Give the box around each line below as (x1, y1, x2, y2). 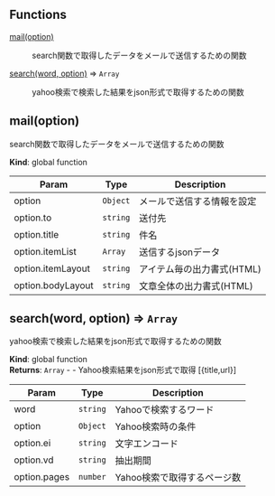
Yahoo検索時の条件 (115, 420, 197, 433)
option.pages (14, 471, 70, 483)
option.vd (14, 454, 54, 466)
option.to (14, 211, 52, 224)
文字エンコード (115, 437, 179, 450)
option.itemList (14, 245, 77, 257)
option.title (14, 228, 60, 240)
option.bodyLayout (14, 279, 94, 292)
